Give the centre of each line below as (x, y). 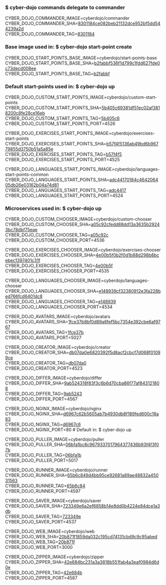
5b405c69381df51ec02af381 (131, 108)
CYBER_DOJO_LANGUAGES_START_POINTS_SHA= (57, 180)
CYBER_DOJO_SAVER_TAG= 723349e (43, 517)
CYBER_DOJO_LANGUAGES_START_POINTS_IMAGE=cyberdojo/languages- (83, 169)
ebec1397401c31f (23, 260)
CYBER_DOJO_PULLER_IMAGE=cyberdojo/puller (55, 439)
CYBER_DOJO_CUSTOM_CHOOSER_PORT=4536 (55, 240)
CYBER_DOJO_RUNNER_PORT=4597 (43, 491)
